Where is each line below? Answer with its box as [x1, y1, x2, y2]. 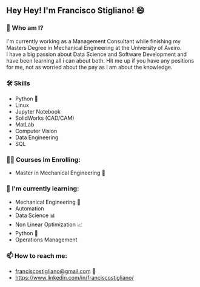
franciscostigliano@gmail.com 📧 [15, 268, 96, 275]
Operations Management [15, 236, 78, 243]
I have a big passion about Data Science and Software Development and [6, 50, 187, 58]
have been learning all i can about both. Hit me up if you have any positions [6, 57, 195, 64]
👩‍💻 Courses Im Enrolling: [6, 155, 81, 164]
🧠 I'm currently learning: [6, 184, 79, 193]
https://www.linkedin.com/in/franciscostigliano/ [15, 274, 135, 281]
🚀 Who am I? [6, 24, 44, 32]
